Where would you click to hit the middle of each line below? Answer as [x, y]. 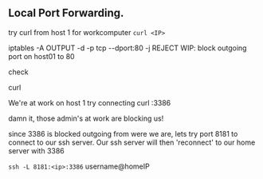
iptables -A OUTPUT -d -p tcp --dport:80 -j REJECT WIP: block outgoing [128, 48]
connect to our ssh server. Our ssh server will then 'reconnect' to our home [132, 142]
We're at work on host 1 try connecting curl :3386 [90, 102]
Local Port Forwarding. [66, 13]
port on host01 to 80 [41, 56]
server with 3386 [37, 150]
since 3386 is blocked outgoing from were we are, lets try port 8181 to [123, 133]
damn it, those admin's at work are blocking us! [86, 118]
